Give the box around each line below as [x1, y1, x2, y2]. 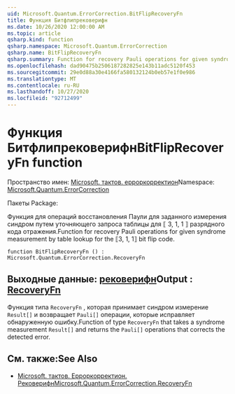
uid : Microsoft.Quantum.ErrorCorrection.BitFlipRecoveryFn [7, 10, 183, 17]
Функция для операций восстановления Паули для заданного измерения [7, 212, 227, 220]
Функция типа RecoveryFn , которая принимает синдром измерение [7, 302, 208, 311]
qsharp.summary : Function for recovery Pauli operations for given [7, 56, 208, 63]
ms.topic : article [7, 29, 61, 37]
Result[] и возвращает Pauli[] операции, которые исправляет [7, 310, 195, 318]
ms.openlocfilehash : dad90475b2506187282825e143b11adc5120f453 [7, 62, 196, 69]
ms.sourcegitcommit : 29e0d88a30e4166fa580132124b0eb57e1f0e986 [7, 69, 196, 76]
